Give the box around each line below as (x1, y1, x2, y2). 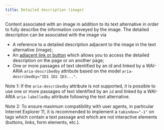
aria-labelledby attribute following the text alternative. (17, 93, 130, 99)
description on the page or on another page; (12, 57, 104, 63)
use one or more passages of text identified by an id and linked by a (5, 88, 146, 94)
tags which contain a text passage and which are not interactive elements (5, 113, 157, 120)
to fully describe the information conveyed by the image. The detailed (5, 26, 149, 32)
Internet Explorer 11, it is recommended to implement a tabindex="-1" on (5, 108, 154, 114)
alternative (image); (12, 46, 53, 52)
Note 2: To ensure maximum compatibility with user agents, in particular (5, 103, 154, 109)
